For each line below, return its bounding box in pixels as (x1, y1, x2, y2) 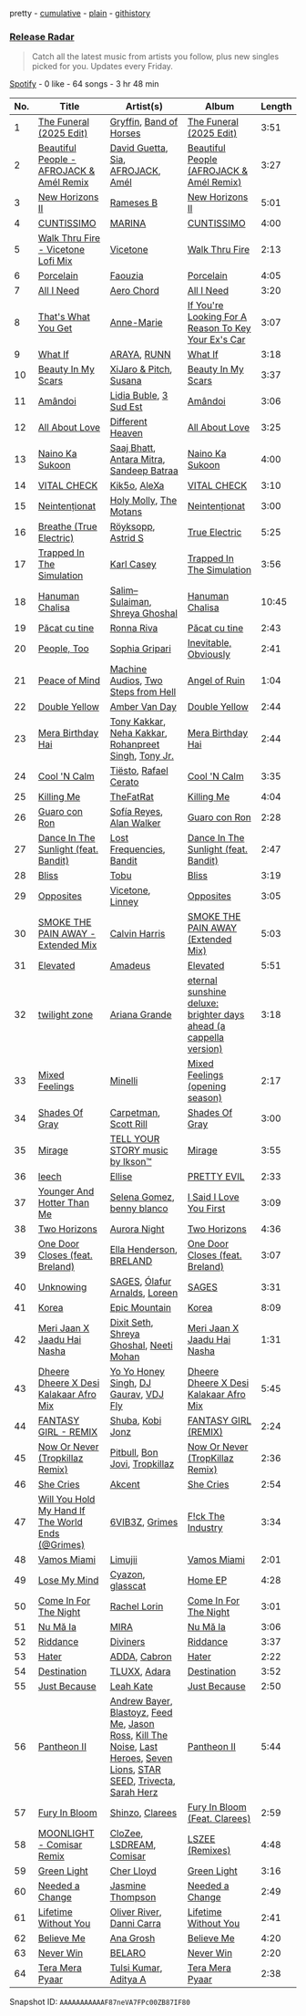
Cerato (109, 775, 139, 788)
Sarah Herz (109, 1786, 158, 1799)
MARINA (109, 217, 147, 230)
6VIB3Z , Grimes (109, 1516, 178, 1529)
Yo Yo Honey (109, 1366, 166, 1378)
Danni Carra (109, 1917, 161, 1930)
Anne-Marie (109, 317, 163, 329)
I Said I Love (187, 1190, 240, 1203)
